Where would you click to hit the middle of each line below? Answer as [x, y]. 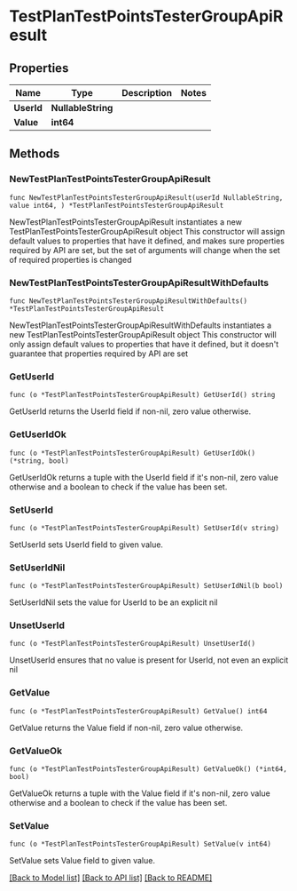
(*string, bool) [39, 461]
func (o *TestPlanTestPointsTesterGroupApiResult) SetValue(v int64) [141, 844]
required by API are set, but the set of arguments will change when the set [145, 250]
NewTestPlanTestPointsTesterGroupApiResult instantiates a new [125, 222]
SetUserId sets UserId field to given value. [86, 545]
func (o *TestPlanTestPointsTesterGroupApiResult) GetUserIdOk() [132, 453]
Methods [35, 154]
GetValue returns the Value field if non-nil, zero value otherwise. [126, 728]
